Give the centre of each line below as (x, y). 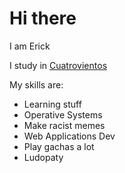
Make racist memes (64, 125)
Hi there (43, 18)
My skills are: (36, 84)
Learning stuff (52, 104)
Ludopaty (43, 157)
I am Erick (30, 46)
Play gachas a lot (59, 146)
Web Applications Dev (69, 136)
